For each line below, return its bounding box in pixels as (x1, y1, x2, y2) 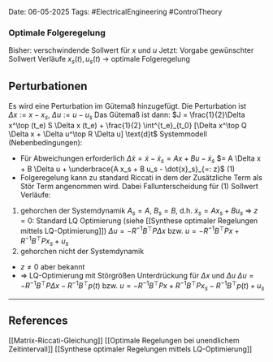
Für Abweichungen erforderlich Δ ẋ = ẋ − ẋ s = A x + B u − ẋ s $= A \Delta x (19, 153, 262, 165)
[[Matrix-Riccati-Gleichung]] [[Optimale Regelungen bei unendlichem (8, 335, 240, 345)
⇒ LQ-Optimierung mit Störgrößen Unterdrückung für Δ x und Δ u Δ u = (19, 271, 254, 281)
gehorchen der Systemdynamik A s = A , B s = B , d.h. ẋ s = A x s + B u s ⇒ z (19, 205, 258, 218)
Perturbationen (8, 80, 88, 93)
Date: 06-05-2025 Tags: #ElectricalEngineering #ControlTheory (8, 7, 223, 16)
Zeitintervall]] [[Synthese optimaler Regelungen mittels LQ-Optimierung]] (8, 344, 253, 354)
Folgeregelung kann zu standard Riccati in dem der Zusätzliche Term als (19, 172, 262, 182)
